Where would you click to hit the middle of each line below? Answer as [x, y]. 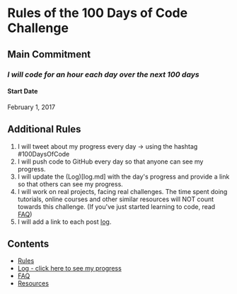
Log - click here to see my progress [69, 268]
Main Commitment [49, 54]
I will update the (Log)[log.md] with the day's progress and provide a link [123, 176]
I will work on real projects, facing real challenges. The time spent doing [122, 191]
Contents [28, 243]
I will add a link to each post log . [64, 222]
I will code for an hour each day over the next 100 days [103, 74]
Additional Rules [44, 129]
